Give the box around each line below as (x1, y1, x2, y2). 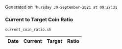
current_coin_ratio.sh (5, 27, 51, 32)
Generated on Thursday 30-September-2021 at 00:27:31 (5, 4, 118, 10)
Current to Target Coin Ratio (5, 16, 73, 23)
